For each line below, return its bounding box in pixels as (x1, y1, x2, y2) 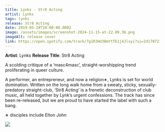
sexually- (138, 82, 157, 88)
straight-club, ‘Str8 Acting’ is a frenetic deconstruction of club (26, 87, 152, 93)
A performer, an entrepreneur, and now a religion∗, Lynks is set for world (5, 76, 153, 82)
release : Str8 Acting (5, 21, 50, 26)
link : (5, 39, 16, 44)
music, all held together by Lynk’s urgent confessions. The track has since (5, 92, 155, 98)
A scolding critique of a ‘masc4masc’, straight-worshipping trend (5, 62, 137, 67)
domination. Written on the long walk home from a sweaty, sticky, (5, 82, 137, 88)
